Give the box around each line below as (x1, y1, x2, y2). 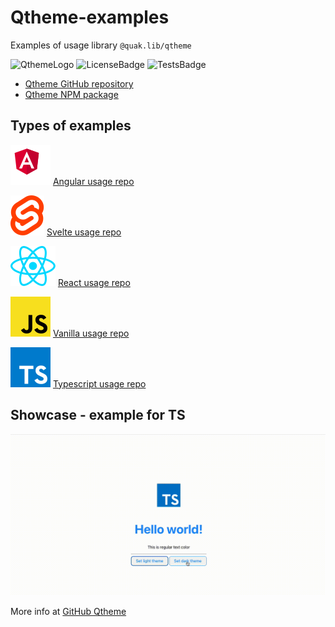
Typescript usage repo (52, 377, 147, 390)
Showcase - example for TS (10, 407, 186, 424)
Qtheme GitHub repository (24, 77, 134, 90)
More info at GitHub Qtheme (10, 606, 127, 618)
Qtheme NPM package (24, 88, 119, 100)
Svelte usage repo (46, 226, 122, 238)
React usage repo (57, 276, 131, 288)
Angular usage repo (52, 175, 135, 187)
